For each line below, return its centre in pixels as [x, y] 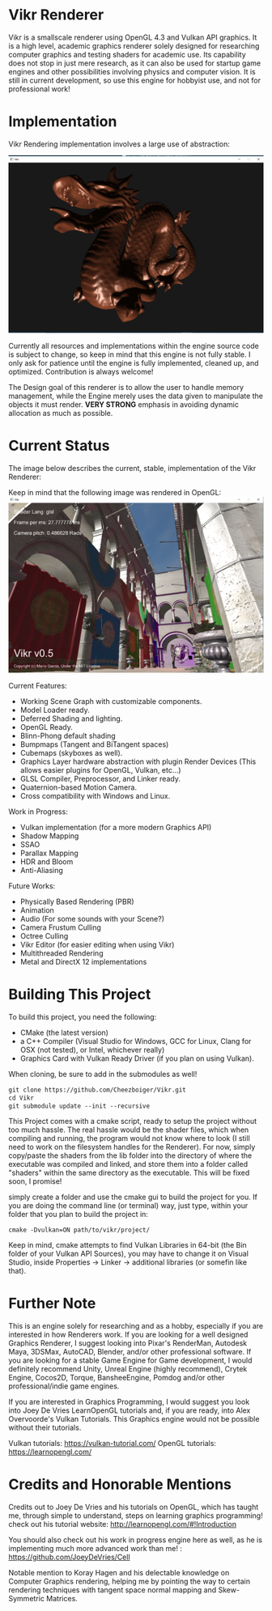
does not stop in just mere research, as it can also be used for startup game [135, 63]
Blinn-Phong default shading [68, 736]
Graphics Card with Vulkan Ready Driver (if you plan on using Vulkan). [137, 1058]
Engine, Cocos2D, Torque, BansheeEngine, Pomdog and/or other [117, 1377]
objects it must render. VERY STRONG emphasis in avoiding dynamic [123, 405]
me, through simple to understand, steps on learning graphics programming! [136, 1516]
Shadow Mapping [49, 836]
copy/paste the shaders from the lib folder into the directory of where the [130, 1155]
